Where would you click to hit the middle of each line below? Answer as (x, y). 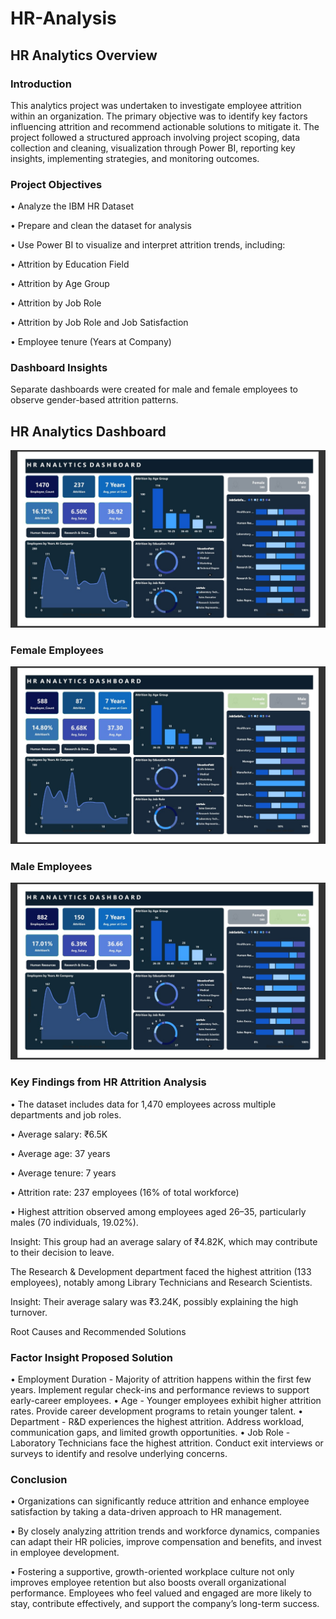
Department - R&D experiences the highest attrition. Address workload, (157, 1421)
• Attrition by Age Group (60, 284)
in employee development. (65, 1553)
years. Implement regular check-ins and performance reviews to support (160, 1389)
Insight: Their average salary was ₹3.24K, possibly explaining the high (154, 1301)
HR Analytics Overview (84, 55)
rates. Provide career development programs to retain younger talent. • (157, 1411)
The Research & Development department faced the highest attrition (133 (161, 1271)
